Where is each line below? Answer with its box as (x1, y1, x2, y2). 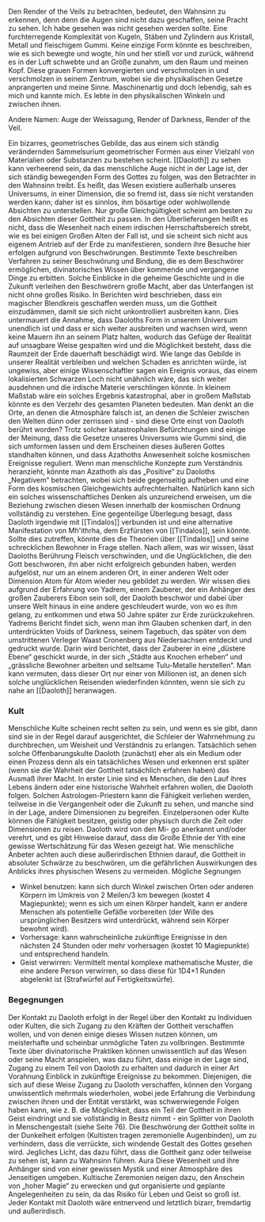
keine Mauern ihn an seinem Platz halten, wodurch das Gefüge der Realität (8, 332, 252, 342)
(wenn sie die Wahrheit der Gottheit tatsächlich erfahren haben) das (8, 766, 229, 775)
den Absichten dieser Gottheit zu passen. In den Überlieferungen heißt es (8, 214, 248, 223)
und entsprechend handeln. (19, 949, 110, 959)
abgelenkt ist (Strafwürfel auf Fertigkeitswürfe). (19, 975, 176, 984)
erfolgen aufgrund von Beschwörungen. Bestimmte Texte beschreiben (8, 248, 237, 257)
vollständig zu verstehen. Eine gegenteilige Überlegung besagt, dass (8, 509, 233, 518)
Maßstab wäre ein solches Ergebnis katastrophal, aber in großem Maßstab (8, 391, 252, 400)
